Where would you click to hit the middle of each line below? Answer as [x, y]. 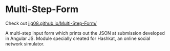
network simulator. [25, 43]
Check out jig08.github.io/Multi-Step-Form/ [51, 23]
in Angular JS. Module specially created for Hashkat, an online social [78, 38]
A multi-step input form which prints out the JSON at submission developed [85, 33]
